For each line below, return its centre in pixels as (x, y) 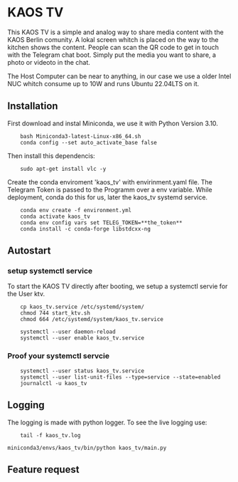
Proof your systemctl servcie (59, 356)
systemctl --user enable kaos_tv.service (82, 338)
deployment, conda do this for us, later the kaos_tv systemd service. (108, 197)
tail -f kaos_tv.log (50, 435)
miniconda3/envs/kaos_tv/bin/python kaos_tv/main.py (87, 448)
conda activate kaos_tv (55, 216)
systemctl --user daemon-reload (68, 332)
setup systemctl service (50, 271)
